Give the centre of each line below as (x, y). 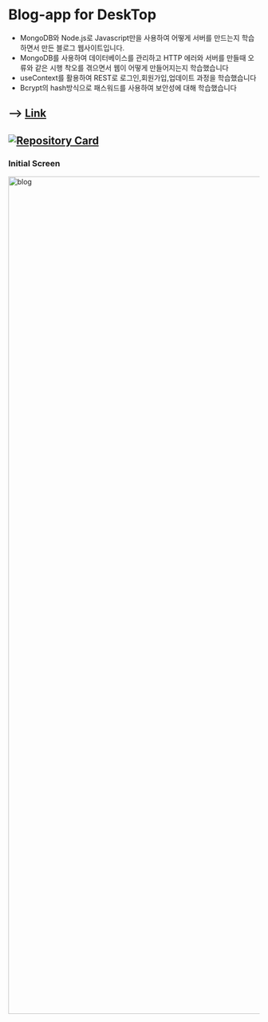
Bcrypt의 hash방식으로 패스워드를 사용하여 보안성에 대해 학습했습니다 (128, 87)
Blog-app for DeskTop (83, 15)
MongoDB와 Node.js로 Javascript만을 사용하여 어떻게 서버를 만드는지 (130, 38)
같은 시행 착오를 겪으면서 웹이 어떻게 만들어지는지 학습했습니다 (132, 68)
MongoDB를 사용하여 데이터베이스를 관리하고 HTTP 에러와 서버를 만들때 (133, 58)
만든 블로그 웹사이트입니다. (83, 48)
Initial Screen (34, 163)
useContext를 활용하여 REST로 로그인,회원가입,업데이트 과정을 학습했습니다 (138, 78)
